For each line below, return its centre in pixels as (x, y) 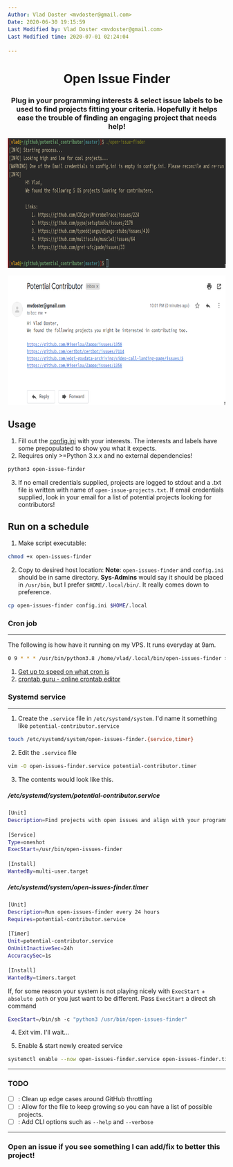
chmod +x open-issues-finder (50, 557)
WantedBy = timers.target (42, 978)
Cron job (22, 623)
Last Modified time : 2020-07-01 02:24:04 (68, 37)
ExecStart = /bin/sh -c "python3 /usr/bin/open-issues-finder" (98, 1019)
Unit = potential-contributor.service (60, 941)
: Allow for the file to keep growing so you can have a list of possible (115, 1106)
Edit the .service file (47, 753)
